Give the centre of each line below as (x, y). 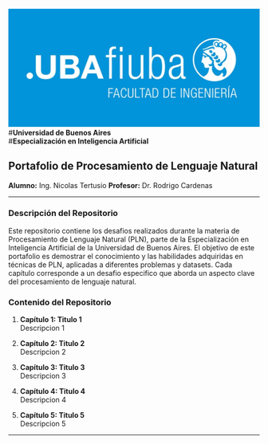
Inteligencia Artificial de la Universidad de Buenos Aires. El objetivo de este (132, 247)
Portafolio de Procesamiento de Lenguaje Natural (133, 166)
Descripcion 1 (42, 328)
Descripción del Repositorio (63, 214)
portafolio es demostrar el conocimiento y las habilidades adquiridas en (126, 256)
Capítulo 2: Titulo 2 (52, 344)
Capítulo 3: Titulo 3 (52, 367)
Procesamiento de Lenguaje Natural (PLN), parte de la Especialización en (129, 239)
